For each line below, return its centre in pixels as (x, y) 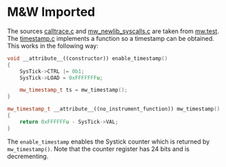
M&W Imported (51, 12)
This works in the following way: (53, 46)
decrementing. (28, 156)
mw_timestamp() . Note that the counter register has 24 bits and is (98, 148)
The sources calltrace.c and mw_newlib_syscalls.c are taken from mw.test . (113, 31)
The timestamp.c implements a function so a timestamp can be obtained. (111, 38)
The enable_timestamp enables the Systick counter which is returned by (109, 141)
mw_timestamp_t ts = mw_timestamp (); (74, 90)
